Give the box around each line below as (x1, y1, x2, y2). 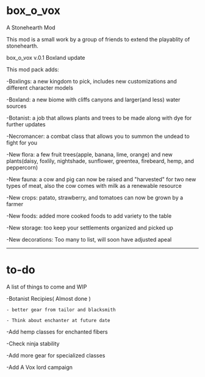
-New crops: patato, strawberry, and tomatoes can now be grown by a (6, 193, 184, 201)
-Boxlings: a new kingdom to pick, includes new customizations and (6, 77, 177, 85)
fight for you (6, 138, 38, 146)
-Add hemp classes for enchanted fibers (6, 328, 108, 336)
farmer (6, 200, 24, 207)
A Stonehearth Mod (6, 24, 56, 31)
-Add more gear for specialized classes (6, 351, 106, 359)
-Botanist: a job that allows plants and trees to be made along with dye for (6, 114, 192, 121)
